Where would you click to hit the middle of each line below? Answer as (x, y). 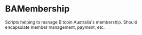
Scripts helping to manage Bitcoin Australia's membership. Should (71, 22)
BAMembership (37, 9)
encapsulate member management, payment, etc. (55, 27)
